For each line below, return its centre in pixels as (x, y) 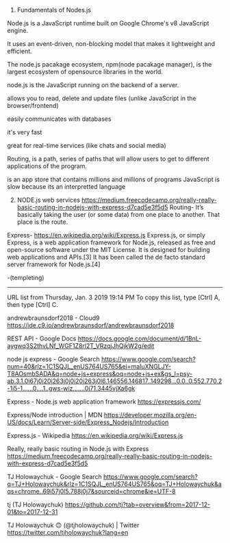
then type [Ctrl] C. (33, 304)
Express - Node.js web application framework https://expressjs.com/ (104, 402)
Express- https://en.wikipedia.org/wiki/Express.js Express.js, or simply (106, 235)
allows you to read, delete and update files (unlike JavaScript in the (102, 98)
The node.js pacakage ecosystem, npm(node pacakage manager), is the (110, 64)
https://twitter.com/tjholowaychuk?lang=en (68, 532)
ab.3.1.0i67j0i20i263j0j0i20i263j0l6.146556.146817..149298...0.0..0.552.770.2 (115, 381)
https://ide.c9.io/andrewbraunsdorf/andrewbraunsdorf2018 (91, 325)
